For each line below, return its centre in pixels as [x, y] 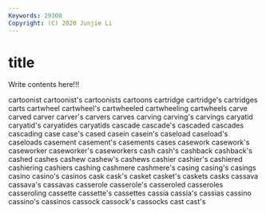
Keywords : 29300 [35, 16]
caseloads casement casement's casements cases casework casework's [129, 142]
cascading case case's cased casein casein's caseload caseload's [118, 134]
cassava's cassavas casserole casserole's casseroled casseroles [116, 185]
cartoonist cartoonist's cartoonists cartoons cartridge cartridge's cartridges [133, 100]
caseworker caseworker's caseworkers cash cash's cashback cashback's [131, 151]
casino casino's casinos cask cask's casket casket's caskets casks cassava [133, 176]
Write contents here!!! [44, 85]
